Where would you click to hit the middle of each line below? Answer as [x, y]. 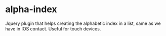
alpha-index [31, 9]
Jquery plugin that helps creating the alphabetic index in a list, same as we [83, 23]
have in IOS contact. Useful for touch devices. [53, 28]
